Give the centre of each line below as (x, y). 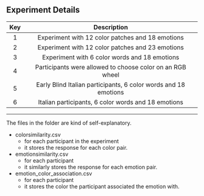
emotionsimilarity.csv (42, 154)
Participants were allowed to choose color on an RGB (111, 67)
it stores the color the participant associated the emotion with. (102, 186)
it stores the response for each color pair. (76, 147)
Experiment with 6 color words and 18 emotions (111, 57)
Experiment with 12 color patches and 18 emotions (110, 37)
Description (111, 27)
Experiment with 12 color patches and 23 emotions (110, 47)
